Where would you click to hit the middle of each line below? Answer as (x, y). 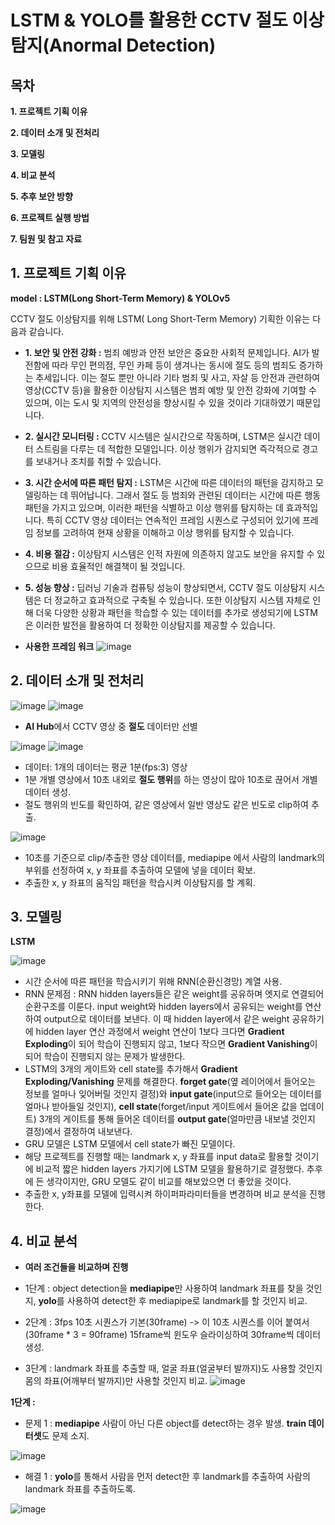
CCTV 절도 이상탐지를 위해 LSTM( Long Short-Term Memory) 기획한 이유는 (160, 318)
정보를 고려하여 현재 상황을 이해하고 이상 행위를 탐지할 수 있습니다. (165, 532)
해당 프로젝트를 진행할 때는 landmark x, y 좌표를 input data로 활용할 (158, 1157)
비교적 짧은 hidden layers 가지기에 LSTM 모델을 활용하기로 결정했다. (170, 1169)
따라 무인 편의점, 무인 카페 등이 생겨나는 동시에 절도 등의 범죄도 (174, 365)
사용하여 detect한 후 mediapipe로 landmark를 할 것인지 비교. (187, 1301)
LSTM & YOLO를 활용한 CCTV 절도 (149, 20)
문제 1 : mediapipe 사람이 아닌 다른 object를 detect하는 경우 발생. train (165, 1423)
